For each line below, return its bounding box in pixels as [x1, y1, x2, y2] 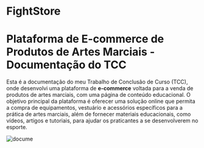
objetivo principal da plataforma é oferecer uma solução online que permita [6, 97, 196, 105]
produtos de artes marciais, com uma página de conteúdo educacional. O [6, 91, 191, 99]
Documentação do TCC [6, 58, 127, 72]
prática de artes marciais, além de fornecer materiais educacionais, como [6, 111, 191, 118]
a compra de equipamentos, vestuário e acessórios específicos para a [6, 104, 183, 111]
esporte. [6, 124, 27, 131]
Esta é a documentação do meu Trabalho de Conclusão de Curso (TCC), [6, 78, 188, 86]
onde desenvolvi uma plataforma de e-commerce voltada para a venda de [6, 85, 194, 92]
